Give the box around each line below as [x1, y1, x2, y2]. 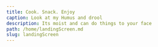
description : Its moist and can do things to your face [6, 20, 152, 26]
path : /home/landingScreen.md [6, 26, 84, 32]
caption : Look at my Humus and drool [6, 15, 103, 21]
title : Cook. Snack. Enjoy [6, 9, 75, 15]
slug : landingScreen [6, 32, 59, 38]
